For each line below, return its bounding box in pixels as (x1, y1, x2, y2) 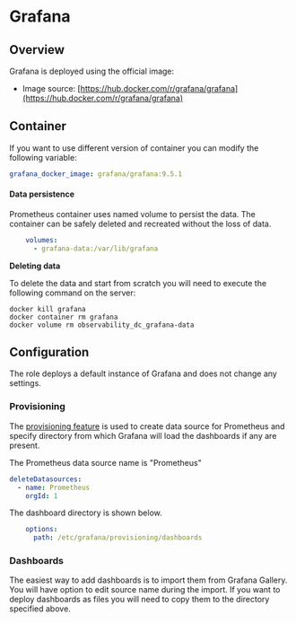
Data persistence (9, 189, 74, 199)
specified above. (9, 603, 72, 614)
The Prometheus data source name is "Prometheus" (9, 457, 202, 468)
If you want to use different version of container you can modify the (9, 142, 259, 154)
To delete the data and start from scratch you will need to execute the (9, 277, 267, 288)
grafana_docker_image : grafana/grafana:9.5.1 (9, 169, 182, 179)
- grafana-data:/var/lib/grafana (32, 244, 159, 253)
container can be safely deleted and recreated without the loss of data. (9, 218, 272, 229)
